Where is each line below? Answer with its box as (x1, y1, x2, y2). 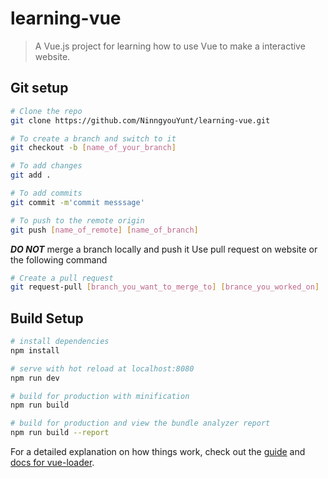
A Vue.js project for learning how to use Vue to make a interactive (34, 40, 306, 52)
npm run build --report (10, 428, 110, 438)
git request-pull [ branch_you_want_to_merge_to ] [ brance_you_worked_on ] (10, 282, 320, 292)
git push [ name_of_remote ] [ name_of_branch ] (10, 225, 199, 235)
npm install (10, 345, 60, 356)
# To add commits (10, 188, 83, 198)
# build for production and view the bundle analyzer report (10, 418, 271, 429)
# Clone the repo (10, 106, 83, 116)
